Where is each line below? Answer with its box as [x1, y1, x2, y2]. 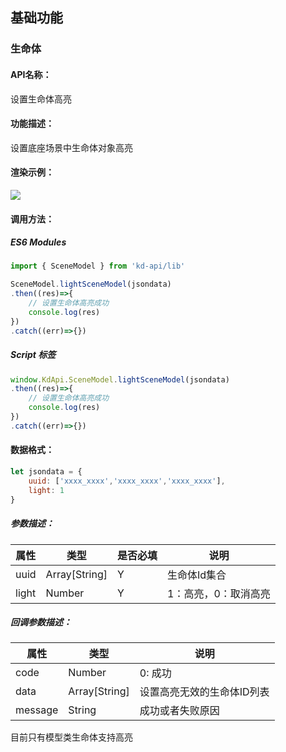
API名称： [10, 68, 52, 80]
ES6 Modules [10, 236, 67, 248]
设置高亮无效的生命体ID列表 [139, 685, 270, 699]
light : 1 [28, 485, 65, 495]
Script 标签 [10, 349, 57, 361]
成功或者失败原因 [139, 704, 220, 718]
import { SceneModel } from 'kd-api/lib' [10, 261, 186, 272]
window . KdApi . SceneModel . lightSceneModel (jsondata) [10, 374, 230, 385]
